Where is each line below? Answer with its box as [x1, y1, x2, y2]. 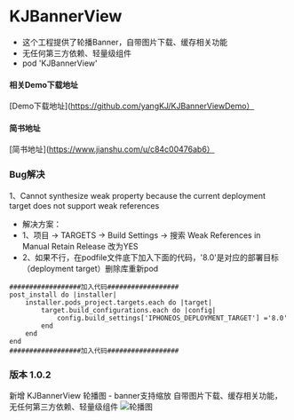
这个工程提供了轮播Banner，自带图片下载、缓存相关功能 [21, 36, 228, 47]
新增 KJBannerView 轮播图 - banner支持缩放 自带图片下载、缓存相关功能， [9, 390, 282, 400]
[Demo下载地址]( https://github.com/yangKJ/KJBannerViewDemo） [9, 100, 255, 112]
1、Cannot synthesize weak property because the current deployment [9, 190, 266, 201]
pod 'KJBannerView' [21, 58, 98, 68]
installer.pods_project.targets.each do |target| [25, 297, 213, 307]
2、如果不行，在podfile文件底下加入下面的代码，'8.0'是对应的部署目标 [21, 251, 280, 263]
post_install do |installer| [9, 290, 117, 299]
